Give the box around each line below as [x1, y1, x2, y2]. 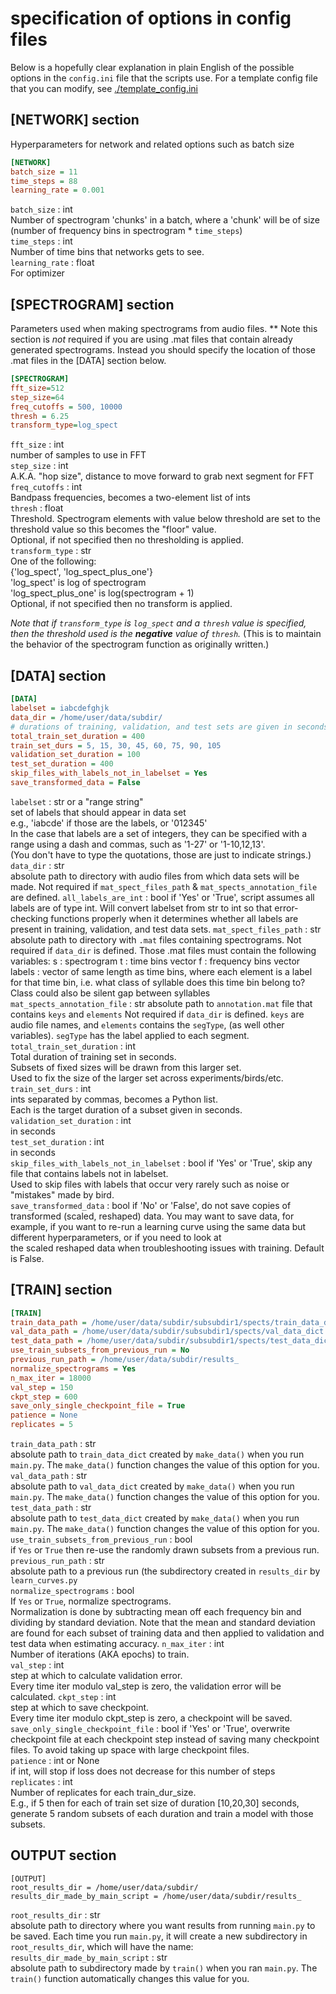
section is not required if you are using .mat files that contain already [10, 333, 293, 346]
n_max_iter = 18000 [10, 1373, 92, 1383]
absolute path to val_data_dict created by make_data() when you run [10, 1480, 295, 1492]
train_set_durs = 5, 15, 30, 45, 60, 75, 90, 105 [10, 740, 222, 751]
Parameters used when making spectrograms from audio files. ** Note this [10, 323, 318, 335]
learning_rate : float [10, 257, 95, 269]
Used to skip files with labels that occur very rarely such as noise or [10, 1178, 290, 1190]
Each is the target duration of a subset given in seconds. [10, 1103, 243, 1116]
